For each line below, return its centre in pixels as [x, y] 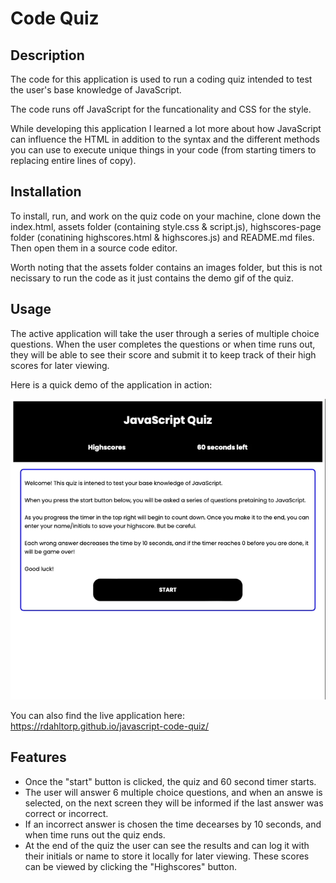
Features [38, 757]
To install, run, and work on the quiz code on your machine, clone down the [166, 216]
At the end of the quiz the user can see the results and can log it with [167, 845]
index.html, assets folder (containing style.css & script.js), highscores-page [166, 226]
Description [47, 55]
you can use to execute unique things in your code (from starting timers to [163, 150]
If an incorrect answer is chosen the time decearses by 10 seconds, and [173, 824]
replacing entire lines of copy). [73, 160]
